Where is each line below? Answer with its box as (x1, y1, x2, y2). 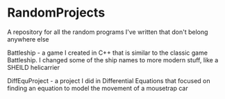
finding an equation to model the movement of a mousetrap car (7, 84, 189, 92)
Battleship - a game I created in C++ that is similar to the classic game (7, 48, 208, 57)
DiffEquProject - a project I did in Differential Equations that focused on (7, 76, 210, 84)
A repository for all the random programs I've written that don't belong (7, 28, 208, 36)
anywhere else (7, 35, 49, 43)
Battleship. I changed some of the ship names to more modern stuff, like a (7, 55, 219, 64)
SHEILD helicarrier (7, 63, 60, 71)
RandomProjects (7, 5, 106, 21)
